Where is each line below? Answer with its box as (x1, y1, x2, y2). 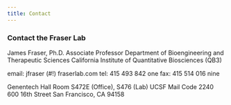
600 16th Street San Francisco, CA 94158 (7, 90, 125, 98)
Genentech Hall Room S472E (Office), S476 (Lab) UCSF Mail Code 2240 (7, 82, 214, 90)
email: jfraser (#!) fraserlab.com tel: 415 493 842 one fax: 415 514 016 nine (7, 69, 220, 77)
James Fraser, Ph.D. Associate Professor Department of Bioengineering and (7, 48, 224, 57)
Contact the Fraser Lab (7, 32, 86, 42)
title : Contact (7, 10, 51, 17)
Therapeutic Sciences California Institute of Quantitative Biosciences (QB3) (7, 56, 222, 64)
